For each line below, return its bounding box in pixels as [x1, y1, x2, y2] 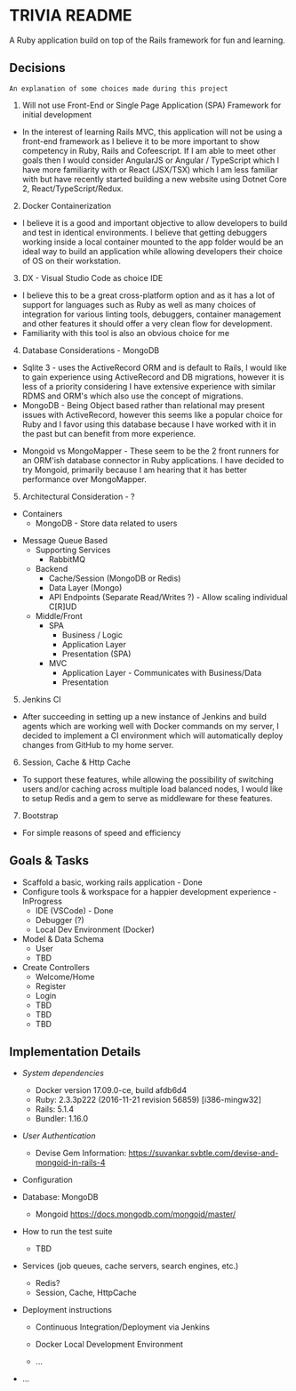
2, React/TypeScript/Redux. [21, 183, 124, 194]
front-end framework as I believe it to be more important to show [21, 135, 260, 147]
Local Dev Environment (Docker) [35, 924, 156, 935]
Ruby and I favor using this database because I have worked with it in [21, 419, 276, 430]
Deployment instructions [21, 1305, 113, 1315]
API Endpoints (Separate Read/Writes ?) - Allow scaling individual [48, 591, 288, 602]
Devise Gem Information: [35, 1148, 127, 1159]
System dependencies [21, 1068, 105, 1079]
